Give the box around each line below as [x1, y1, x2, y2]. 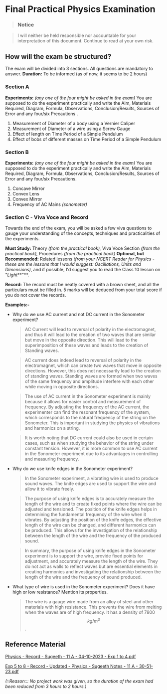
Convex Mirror [12, 196, 42, 202]
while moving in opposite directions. [24, 384, 99, 390]
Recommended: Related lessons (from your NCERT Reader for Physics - [5, 256, 155, 262]
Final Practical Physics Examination [5, 3, 156, 15]
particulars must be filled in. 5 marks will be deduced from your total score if [5, 287, 162, 293]
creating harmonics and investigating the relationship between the [24, 569, 161, 575]
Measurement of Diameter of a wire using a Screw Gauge [12, 126, 131, 132]
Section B [5, 149, 29, 156]
